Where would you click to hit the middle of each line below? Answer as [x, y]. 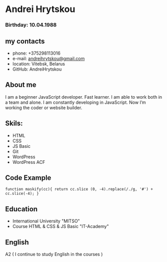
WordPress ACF [29, 162]
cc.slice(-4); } [22, 194]
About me [21, 85]
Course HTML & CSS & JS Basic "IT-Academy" [60, 226]
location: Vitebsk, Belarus [38, 64]
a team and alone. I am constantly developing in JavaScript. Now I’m [75, 102]
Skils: [14, 123]
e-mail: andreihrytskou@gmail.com [48, 58]
